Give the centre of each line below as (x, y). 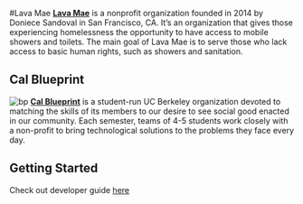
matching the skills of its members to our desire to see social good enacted (149, 111)
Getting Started (54, 168)
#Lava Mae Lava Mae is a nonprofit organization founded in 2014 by (137, 13)
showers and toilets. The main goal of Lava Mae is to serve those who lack (148, 42)
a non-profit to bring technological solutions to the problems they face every (152, 130)
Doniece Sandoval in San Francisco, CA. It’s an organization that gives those (151, 23)
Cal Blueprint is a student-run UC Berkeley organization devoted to (156, 101)
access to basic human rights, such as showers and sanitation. (126, 51)
